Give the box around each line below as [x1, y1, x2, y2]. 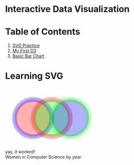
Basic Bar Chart [12, 53, 45, 59]
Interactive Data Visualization [5, 3, 130, 15]
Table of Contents [5, 26, 80, 38]
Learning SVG [5, 70, 64, 82]
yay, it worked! [5, 149, 35, 155]
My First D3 [12, 48, 36, 54]
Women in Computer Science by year [5, 154, 82, 160]
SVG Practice [12, 43, 40, 49]
